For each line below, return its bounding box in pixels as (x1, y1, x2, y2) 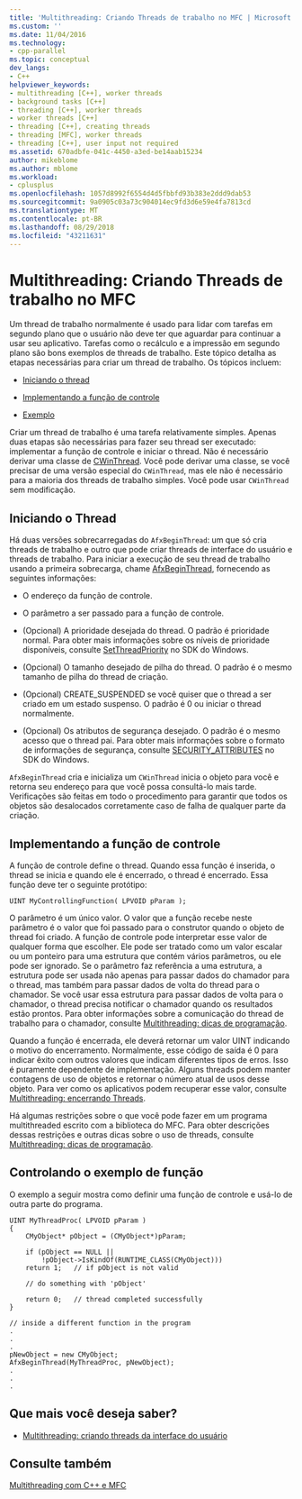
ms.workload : (9, 172, 58, 181)
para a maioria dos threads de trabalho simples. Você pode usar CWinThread (9, 475, 289, 486)
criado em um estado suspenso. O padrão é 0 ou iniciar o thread (22, 699, 262, 709)
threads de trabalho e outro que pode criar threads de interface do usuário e (9, 544, 293, 555)
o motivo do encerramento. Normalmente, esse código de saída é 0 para (9, 1045, 279, 1056)
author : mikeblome (9, 155, 78, 165)
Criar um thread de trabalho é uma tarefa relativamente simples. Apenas (9, 427, 277, 438)
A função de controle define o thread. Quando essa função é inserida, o (9, 860, 276, 871)
